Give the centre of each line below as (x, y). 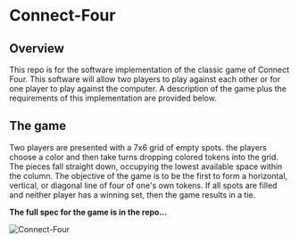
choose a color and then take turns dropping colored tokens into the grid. (144, 157)
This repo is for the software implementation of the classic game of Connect (149, 69)
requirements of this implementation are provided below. (113, 98)
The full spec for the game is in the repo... (88, 212)
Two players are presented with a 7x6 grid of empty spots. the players (138, 147)
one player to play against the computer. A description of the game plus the (148, 89)
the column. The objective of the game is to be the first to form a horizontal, (149, 175)
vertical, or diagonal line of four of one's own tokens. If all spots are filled (143, 185)
